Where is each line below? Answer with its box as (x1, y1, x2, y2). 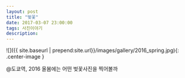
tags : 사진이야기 (6, 25, 43, 31)
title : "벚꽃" (6, 14, 39, 20)
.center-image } (6, 53, 44, 60)
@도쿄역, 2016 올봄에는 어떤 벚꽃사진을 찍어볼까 (6, 66, 118, 73)
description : (6, 31, 39, 37)
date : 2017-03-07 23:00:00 (6, 19, 73, 25)
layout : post (6, 8, 39, 15)
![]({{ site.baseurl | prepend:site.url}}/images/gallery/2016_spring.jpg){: (6, 47, 179, 54)
